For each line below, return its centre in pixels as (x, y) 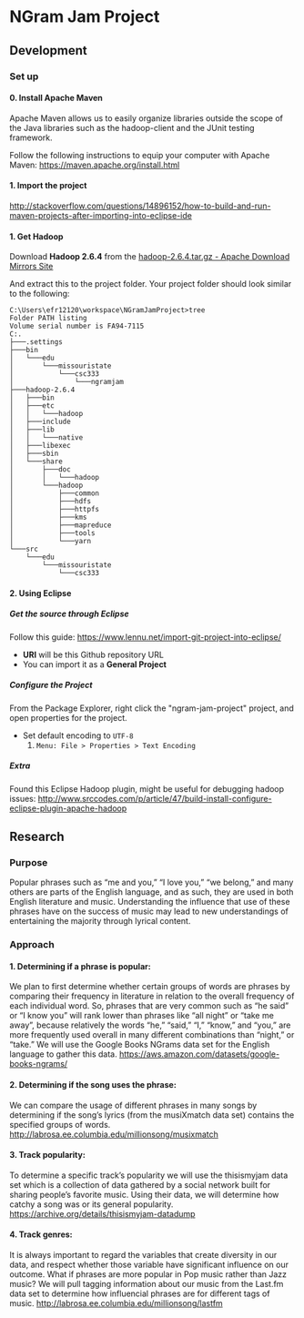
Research (37, 836)
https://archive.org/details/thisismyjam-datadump (102, 1213)
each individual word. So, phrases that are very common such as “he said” (149, 1006)
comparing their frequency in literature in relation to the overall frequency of (152, 996)
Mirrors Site (31, 267)
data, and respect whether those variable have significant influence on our (149, 1265)
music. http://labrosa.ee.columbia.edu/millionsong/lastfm (116, 1303)
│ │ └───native (46, 438)
